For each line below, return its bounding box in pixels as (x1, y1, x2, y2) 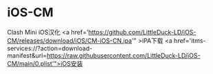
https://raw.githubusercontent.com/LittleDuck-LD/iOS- (47, 51, 201, 59)
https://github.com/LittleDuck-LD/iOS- (88, 28, 197, 36)
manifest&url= (7, 51, 47, 59)
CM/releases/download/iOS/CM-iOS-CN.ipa (7, 36, 133, 45)
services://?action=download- (7, 44, 93, 52)
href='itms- (174, 36, 206, 45)
